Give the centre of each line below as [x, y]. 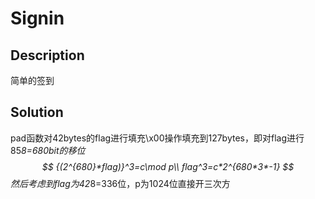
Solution [37, 112]
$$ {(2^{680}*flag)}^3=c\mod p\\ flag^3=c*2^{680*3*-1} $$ [168, 166]
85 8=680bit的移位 [48, 150]
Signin [37, 18]
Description [47, 55]
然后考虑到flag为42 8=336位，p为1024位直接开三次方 [120, 183]
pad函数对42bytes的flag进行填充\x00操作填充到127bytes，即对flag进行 [157, 138]
